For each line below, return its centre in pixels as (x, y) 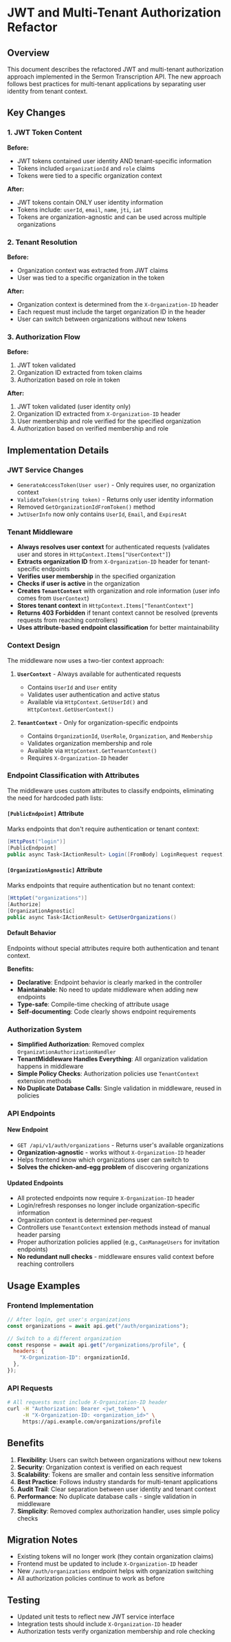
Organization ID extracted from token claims (79, 373)
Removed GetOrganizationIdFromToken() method (86, 506)
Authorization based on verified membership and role (92, 429)
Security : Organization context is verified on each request (99, 1467)
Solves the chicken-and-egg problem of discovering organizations (113, 1167)
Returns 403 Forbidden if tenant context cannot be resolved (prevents (118, 613)
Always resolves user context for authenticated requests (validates (113, 547)
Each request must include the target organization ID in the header (111, 311)
